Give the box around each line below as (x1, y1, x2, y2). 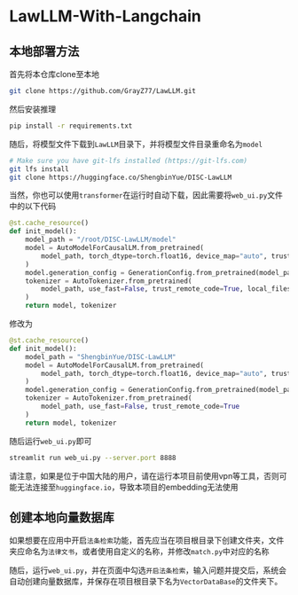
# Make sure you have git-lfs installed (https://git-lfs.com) (9, 156, 248, 165)
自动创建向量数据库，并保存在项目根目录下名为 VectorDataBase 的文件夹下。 (9, 576, 283, 587)
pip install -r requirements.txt (9, 121, 133, 130)
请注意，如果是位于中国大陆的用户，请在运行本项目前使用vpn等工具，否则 (9, 470, 279, 481)
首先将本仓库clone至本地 (9, 69, 100, 79)
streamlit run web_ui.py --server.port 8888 (9, 453, 176, 462)
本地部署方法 (9, 43, 80, 59)
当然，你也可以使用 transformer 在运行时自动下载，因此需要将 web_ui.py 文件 (9, 190, 284, 200)
